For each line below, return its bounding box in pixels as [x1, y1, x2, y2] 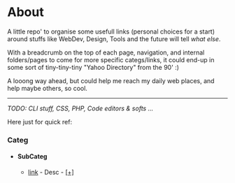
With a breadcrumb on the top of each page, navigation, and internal [7, 48, 205, 57]
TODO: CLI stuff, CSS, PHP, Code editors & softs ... [7, 104, 154, 112]
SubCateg [17, 152, 48, 161]
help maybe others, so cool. [7, 84, 87, 92]
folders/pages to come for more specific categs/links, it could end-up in [7, 55, 215, 64]
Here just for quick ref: [7, 117, 72, 126]
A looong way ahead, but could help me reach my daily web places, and [7, 76, 215, 85]
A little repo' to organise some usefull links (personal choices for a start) [7, 27, 215, 36]
